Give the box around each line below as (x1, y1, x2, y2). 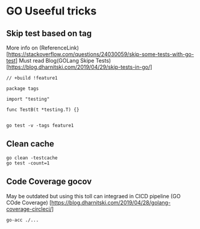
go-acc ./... (6, 217, 39, 223)
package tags (6, 86, 39, 92)
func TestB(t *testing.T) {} (6, 107, 80, 113)
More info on (6, 44, 38, 51)
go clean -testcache (6, 155, 58, 161)
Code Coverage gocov (6, 177, 92, 187)
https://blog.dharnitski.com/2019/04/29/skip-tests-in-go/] (8, 63, 152, 71)
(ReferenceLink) (39, 44, 80, 51)
